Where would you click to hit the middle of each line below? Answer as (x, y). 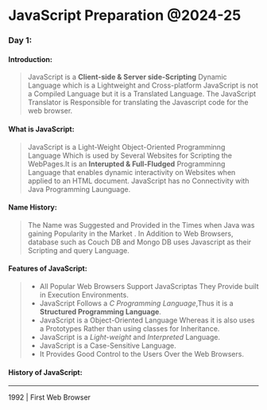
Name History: (33, 207)
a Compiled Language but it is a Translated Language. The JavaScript (142, 94)
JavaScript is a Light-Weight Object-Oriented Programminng (126, 146)
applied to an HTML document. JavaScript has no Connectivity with (138, 181)
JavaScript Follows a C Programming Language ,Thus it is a (136, 303)
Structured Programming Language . (100, 311)
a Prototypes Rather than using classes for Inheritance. (130, 328)
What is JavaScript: (41, 129)
